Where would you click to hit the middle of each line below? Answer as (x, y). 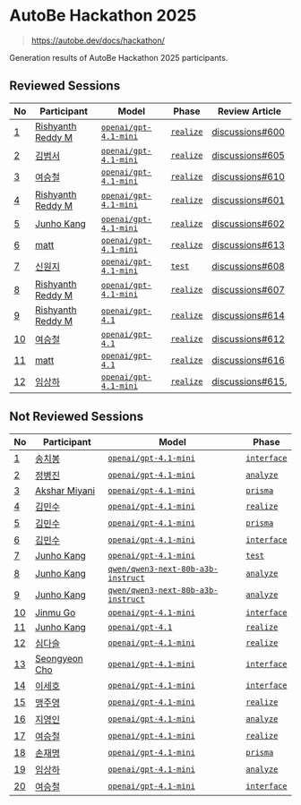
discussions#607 (248, 289)
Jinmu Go (56, 612)
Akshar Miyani (65, 491)
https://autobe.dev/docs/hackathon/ (98, 40)
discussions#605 (248, 155)
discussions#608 (248, 266)
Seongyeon (59, 658)
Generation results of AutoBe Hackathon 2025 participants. (119, 57)
